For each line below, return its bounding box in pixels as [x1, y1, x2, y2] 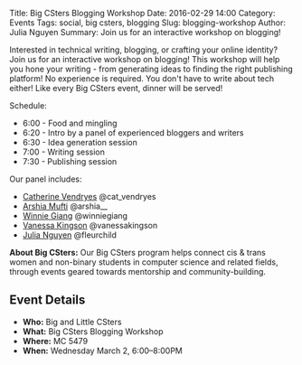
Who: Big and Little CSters [22, 316, 122, 327]
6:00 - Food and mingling [22, 117, 118, 128]
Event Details [9, 293, 86, 308]
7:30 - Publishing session [22, 156, 118, 166]
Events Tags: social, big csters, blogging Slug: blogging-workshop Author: [9, 17, 287, 28]
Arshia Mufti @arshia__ [22, 201, 109, 211]
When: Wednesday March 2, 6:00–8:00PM [22, 345, 183, 356]
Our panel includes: [9, 173, 83, 184]
